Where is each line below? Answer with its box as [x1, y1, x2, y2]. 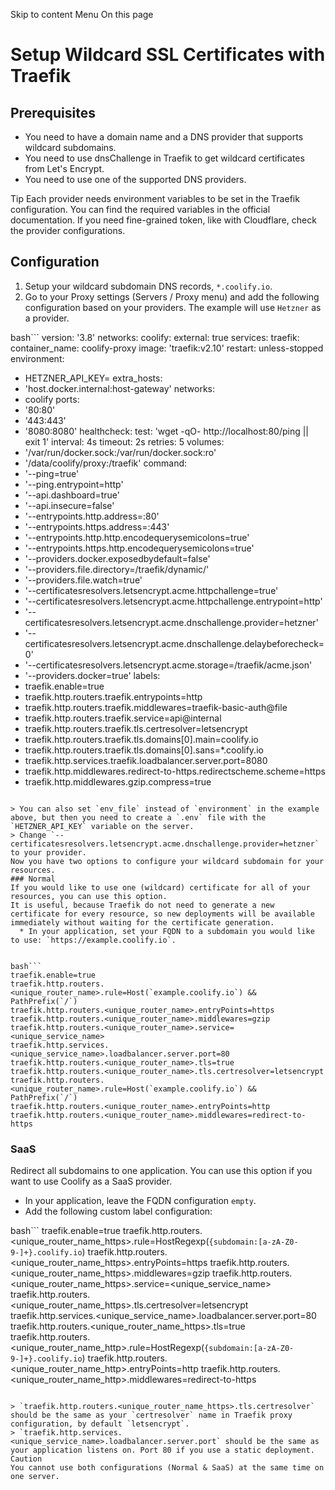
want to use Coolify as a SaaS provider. [10, 1175, 173, 1188]
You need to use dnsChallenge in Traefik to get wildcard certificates [24, 152, 305, 164]
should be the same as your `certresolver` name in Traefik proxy [10, 1410, 293, 1421]
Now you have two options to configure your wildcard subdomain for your [10, 856, 325, 866]
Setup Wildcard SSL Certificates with [10, 44, 326, 66]
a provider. [24, 312, 70, 324]
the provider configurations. [10, 225, 126, 236]
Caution [10, 1454, 43, 1464]
